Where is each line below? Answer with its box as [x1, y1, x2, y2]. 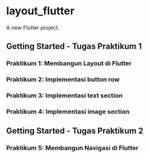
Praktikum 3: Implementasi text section [6, 92, 123, 100]
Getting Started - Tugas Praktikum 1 [6, 41, 142, 51]
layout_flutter [6, 4, 75, 18]
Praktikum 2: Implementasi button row [6, 75, 120, 84]
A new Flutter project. [6, 24, 60, 31]
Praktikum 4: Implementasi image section [6, 108, 130, 116]
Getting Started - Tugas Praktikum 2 [6, 126, 144, 136]
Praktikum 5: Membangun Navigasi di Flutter [6, 144, 139, 152]
